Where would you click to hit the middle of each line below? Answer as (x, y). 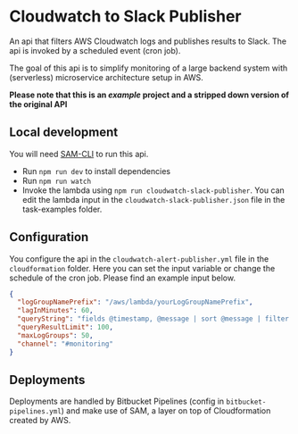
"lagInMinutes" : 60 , (55, 311)
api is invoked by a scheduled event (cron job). (95, 50)
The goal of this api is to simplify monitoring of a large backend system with (149, 68)
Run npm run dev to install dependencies (96, 171)
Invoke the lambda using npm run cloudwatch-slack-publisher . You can (153, 190)
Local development (64, 133)
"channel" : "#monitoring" (66, 344)
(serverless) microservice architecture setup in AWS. (106, 77)
